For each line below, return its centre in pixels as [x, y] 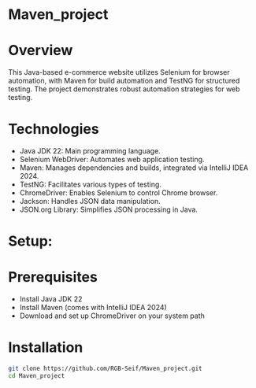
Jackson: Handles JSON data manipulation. [90, 201]
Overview [41, 51]
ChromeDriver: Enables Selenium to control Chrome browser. [119, 193]
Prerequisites [53, 277]
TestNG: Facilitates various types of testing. [90, 185]
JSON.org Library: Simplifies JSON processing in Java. [109, 209]
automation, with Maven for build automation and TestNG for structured [124, 81]
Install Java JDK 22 [51, 299]
